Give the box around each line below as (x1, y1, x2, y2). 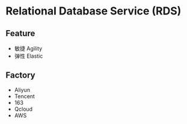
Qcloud (14, 105, 33, 113)
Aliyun (14, 86, 31, 93)
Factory (5, 70, 35, 81)
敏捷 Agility (14, 45, 43, 52)
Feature (5, 28, 35, 39)
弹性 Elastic (14, 52, 43, 60)
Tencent (14, 92, 35, 100)
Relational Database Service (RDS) (5, 4, 182, 18)
